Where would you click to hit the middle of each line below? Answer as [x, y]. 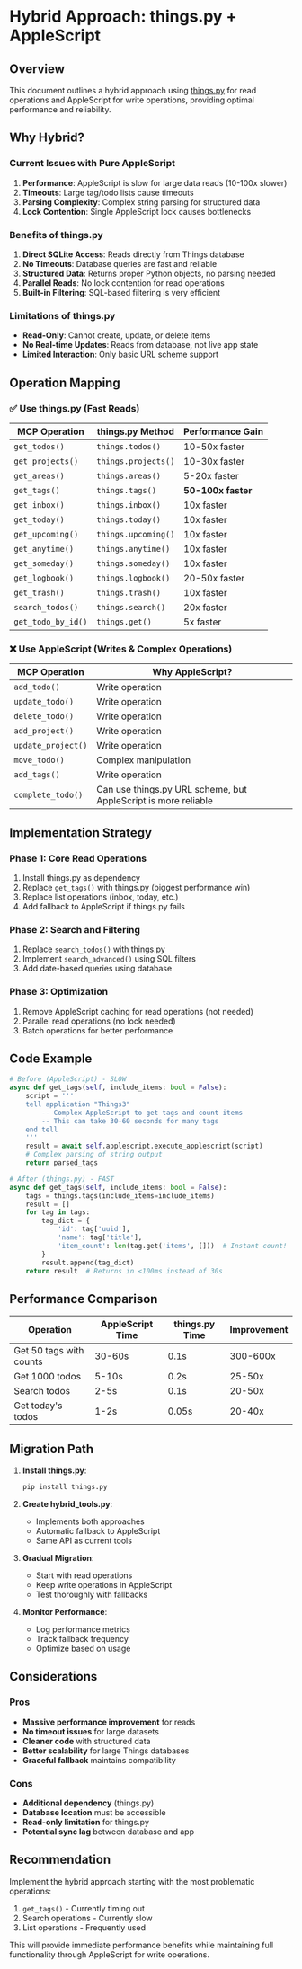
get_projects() [46, 461]
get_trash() [40, 592]
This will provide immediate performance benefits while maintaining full [142, 1945]
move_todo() [40, 760]
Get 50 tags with [49, 1351]
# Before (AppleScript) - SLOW [68, 1079]
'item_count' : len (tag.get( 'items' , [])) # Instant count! [172, 1246]
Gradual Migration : [58, 1557]
